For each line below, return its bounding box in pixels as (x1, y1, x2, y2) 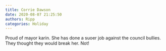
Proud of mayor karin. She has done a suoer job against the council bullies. (5, 35, 161, 41)
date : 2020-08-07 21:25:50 (5, 12, 62, 17)
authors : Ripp (5, 16, 35, 21)
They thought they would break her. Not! (5, 40, 89, 46)
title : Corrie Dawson (5, 7, 51, 12)
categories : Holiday (5, 21, 49, 26)
